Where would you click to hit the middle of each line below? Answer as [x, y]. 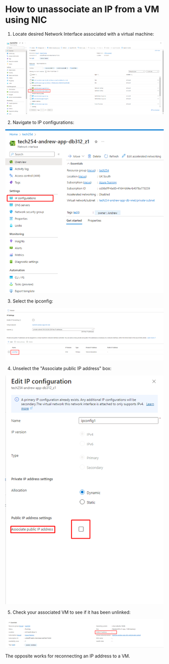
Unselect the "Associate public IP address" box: [62, 368]
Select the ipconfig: [33, 301]
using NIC [26, 20]
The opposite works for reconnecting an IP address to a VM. [68, 656]
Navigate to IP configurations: [43, 122]
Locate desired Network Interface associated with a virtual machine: [83, 34]
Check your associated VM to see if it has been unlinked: [71, 612]
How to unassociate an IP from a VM [82, 9]
